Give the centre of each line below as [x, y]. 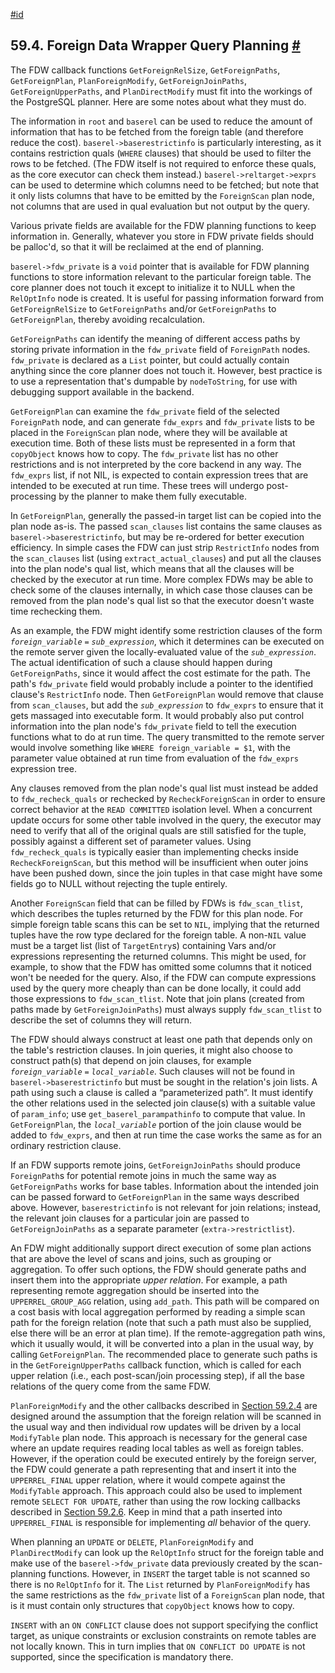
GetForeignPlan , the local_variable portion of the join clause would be [156, 1124]
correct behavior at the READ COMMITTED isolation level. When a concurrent [161, 809]
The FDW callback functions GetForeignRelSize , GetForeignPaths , [145, 70]
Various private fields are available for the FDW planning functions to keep [163, 225]
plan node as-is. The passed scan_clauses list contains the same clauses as [166, 526]
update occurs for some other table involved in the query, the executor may [166, 820]
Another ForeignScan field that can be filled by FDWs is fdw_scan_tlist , [157, 903]
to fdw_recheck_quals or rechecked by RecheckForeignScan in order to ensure [168, 798]
